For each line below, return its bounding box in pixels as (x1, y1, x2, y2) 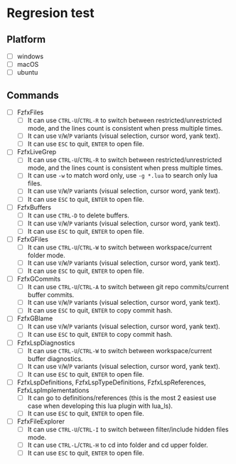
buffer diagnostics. (27, 354, 83, 363)
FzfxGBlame (16, 314, 53, 323)
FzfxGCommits (16, 275, 61, 284)
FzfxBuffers (16, 203, 51, 211)
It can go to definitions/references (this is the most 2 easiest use (27, 393, 217, 402)
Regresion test (6, 5, 95, 21)
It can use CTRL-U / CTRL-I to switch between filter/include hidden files (27, 425, 229, 433)
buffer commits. (27, 291, 75, 299)
